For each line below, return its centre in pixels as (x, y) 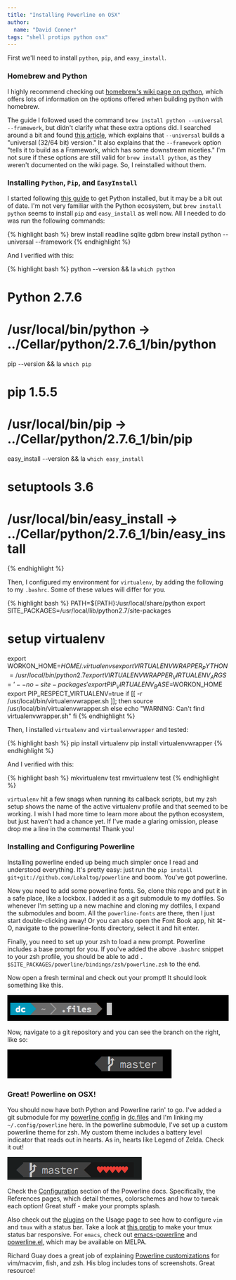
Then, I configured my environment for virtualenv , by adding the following (115, 582)
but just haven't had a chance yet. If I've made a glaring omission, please (113, 821)
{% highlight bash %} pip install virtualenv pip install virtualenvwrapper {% (115, 743)
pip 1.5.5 (33, 392)
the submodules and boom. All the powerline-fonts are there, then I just (111, 913)
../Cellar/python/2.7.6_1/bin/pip (100, 439)
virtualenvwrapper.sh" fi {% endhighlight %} (71, 716)
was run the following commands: (56, 221)
